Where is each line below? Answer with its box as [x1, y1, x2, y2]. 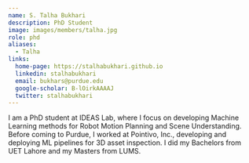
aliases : [8, 41, 37, 49]
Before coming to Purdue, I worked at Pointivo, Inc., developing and [8, 130, 227, 139]
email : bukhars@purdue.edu [15, 77, 104, 85]
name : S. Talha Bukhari [8, 11, 86, 20]
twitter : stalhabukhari [15, 92, 93, 100]
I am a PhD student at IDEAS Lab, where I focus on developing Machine [8, 113, 240, 122]
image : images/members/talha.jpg [8, 26, 118, 34]
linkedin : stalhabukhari [15, 70, 97, 78]
